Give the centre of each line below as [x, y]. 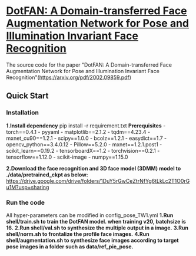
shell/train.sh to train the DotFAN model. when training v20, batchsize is [96, 221]
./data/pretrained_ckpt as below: [47, 175]
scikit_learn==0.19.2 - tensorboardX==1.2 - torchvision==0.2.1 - [83, 150]
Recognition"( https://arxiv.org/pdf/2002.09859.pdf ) [69, 77]
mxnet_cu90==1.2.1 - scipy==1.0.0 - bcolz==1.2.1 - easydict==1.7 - [87, 138]
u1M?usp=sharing [28, 187]
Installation [23, 113]
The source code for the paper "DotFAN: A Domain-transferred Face [89, 65]
